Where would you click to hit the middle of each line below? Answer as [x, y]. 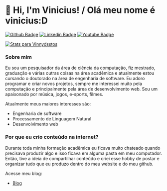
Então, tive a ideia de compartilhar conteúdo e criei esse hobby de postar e [82, 158]
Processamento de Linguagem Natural [52, 119]
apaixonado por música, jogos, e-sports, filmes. [54, 95]
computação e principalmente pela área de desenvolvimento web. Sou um [82, 89]
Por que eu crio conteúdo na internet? [52, 137]
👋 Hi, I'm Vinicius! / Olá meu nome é [80, 10]
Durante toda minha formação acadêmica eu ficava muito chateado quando [83, 148]
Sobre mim [19, 57]
